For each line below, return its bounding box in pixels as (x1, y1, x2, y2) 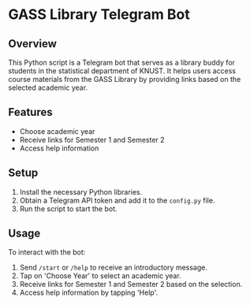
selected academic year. (8, 83, 88, 92)
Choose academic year (19, 126, 95, 136)
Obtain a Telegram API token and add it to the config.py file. (19, 195, 215, 205)
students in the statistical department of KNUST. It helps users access (8, 66, 237, 76)
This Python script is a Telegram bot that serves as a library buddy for (8, 58, 235, 67)
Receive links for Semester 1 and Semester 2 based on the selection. (19, 280, 243, 289)
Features (8, 106, 53, 119)
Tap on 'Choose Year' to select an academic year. (19, 271, 181, 281)
